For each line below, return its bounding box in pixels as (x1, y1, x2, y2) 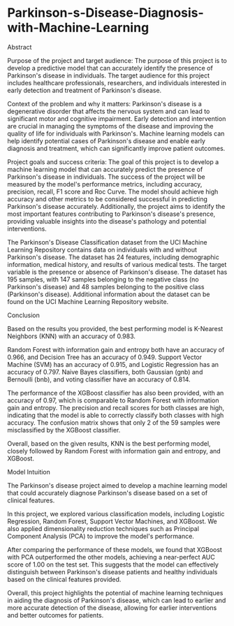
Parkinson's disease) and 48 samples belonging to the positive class (7, 282, 205, 291)
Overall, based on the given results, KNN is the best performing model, (7, 439, 211, 448)
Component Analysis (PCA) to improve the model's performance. (7, 532, 194, 540)
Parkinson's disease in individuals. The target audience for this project (7, 71, 210, 80)
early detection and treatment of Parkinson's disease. (7, 86, 162, 94)
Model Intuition (7, 467, 51, 476)
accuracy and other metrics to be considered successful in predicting (7, 194, 208, 203)
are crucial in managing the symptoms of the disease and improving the (7, 122, 214, 130)
